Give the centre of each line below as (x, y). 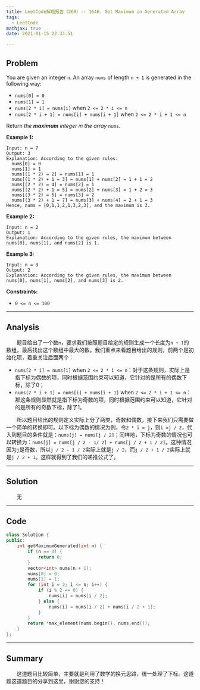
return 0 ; (50, 557)
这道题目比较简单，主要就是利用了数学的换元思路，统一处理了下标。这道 (105, 673)
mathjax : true (24, 28)
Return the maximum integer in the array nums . (63, 126)
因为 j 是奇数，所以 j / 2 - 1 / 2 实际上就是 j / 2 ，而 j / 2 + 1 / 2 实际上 (96, 449)
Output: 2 (18, 270)
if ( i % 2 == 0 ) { (61, 590)
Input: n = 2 (22, 227)
